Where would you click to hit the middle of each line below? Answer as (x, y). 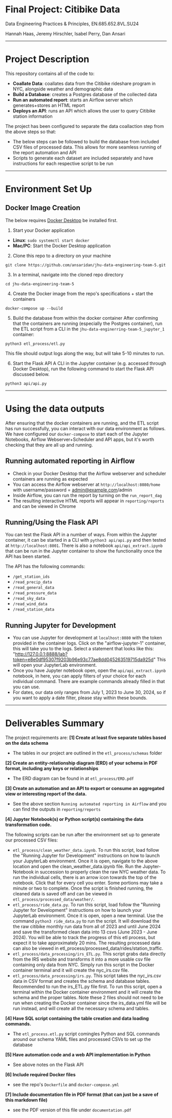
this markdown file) (26, 1100)
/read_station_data (34, 610)
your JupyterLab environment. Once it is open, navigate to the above (85, 861)
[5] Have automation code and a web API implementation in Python (78, 1055)
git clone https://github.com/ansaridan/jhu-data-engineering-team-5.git (86, 265)
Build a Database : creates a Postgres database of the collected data (85, 94)
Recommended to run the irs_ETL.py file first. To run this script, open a (87, 987)
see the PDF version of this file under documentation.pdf (72, 1110)
